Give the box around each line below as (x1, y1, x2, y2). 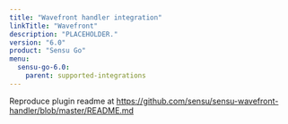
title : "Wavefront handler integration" (9, 12, 163, 22)
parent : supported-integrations (25, 71, 146, 80)
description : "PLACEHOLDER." (9, 29, 118, 38)
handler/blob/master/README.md (9, 104, 135, 116)
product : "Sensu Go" (9, 46, 87, 55)
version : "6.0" (9, 37, 66, 47)
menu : (9, 54, 30, 63)
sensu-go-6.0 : (17, 63, 70, 72)
